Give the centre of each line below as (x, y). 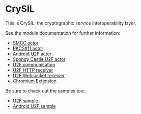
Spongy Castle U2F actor (39, 59)
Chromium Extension (35, 81)
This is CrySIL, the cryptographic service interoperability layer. (71, 23)
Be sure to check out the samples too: (45, 90)
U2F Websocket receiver (39, 75)
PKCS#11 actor (28, 48)
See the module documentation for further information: (63, 33)
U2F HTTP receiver (33, 70)
